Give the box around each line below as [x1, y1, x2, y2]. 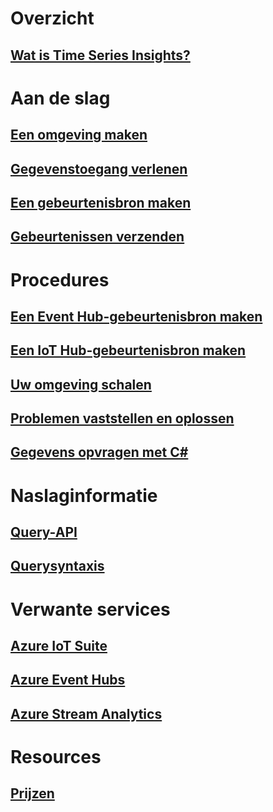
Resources [10, 745, 102, 768]
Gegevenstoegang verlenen [10, 160, 188, 177]
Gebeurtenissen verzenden [10, 228, 185, 246]
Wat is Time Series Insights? [10, 47, 191, 64]
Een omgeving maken [10, 127, 148, 144]
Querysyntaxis [10, 558, 105, 575]
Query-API [10, 524, 78, 541]
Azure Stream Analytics [10, 705, 163, 722]
